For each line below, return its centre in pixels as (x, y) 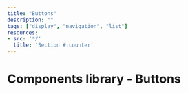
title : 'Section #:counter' (54, 45)
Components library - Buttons (94, 79)
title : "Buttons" (32, 13)
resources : (23, 32)
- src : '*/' (24, 39)
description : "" (30, 20)
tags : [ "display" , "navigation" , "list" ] (67, 26)
